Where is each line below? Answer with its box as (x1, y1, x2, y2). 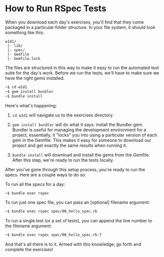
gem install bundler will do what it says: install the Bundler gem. (12, 121, 143, 127)
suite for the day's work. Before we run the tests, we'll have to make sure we (5, 70, 159, 76)
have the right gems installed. (5, 75, 65, 81)
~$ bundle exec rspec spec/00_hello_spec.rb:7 (5, 233, 102, 237)
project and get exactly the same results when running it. (12, 142, 127, 148)
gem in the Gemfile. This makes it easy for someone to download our (12, 137, 152, 143)
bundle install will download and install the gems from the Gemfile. (12, 152, 150, 158)
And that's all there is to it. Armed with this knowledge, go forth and (5, 241, 141, 247)
